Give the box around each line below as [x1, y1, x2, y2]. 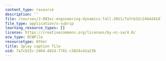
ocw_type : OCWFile [5, 35, 43, 40]
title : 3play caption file [5, 44, 61, 49]
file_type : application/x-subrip [5, 21, 74, 26]
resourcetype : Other [5, 39, 48, 44]
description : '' [5, 12, 39, 17]
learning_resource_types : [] [5, 26, 65, 30]
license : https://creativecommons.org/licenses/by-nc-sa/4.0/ [5, 30, 136, 35]
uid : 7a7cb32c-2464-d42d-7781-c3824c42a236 [5, 48, 96, 53]
